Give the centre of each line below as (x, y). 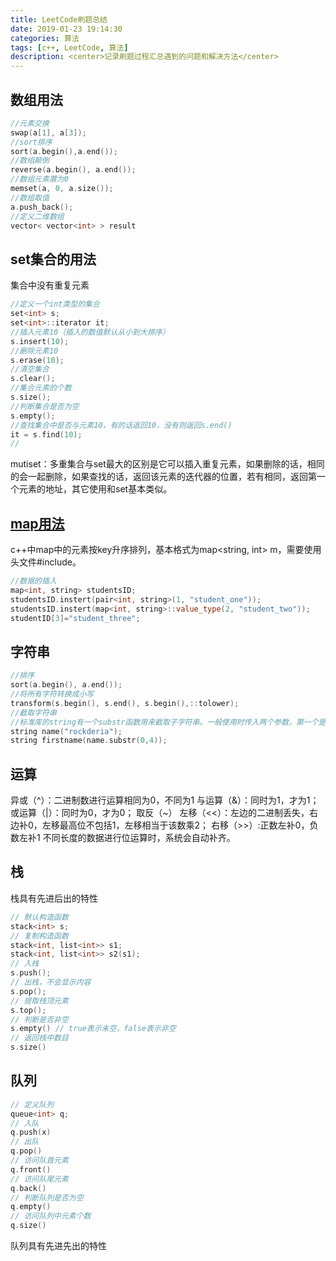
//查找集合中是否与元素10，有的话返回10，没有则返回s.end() (121, 425)
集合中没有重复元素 (50, 285)
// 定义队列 (32, 1104)
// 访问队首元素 (39, 1161)
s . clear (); (33, 379)
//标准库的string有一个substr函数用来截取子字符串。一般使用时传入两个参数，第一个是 (168, 722)
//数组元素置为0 (39, 179)
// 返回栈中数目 (39, 1038)
